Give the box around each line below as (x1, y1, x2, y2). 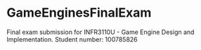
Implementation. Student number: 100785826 (6, 35, 138, 43)
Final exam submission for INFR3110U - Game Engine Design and (6, 28, 195, 36)
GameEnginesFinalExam (6, 5, 152, 21)
